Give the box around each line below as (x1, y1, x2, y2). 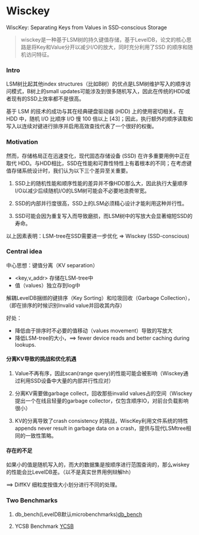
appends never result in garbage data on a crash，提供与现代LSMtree (14, 425, 186, 432)
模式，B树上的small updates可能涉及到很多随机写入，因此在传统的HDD (11, 88, 185, 95)
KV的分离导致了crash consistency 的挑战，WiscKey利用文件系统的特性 (14, 417, 189, 425)
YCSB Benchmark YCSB (14, 523, 74, 530)
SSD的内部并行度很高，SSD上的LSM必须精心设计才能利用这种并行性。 (14, 200, 188, 207)
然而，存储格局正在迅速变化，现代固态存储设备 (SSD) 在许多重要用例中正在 (6, 152, 190, 159)
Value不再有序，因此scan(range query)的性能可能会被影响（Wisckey (14, 370, 184, 377)
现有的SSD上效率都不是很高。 (11, 95, 85, 102)
